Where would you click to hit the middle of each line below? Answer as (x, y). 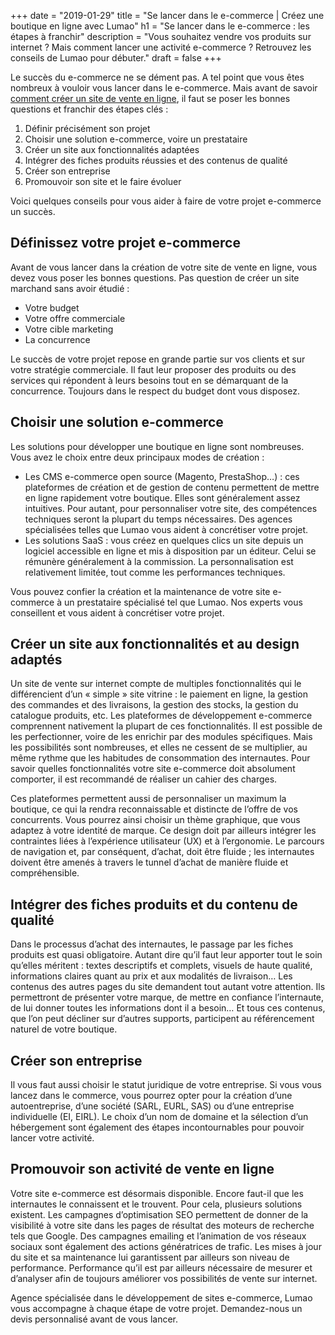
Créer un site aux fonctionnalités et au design (155, 644)
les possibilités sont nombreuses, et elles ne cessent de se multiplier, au (159, 747)
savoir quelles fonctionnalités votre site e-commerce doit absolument (153, 769)
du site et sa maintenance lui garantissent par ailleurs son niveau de (150, 1257)
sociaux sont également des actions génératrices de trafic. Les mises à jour (166, 1246)
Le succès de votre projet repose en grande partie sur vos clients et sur (158, 359)
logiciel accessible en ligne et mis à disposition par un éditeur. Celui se (170, 551)
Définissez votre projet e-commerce (125, 243)
